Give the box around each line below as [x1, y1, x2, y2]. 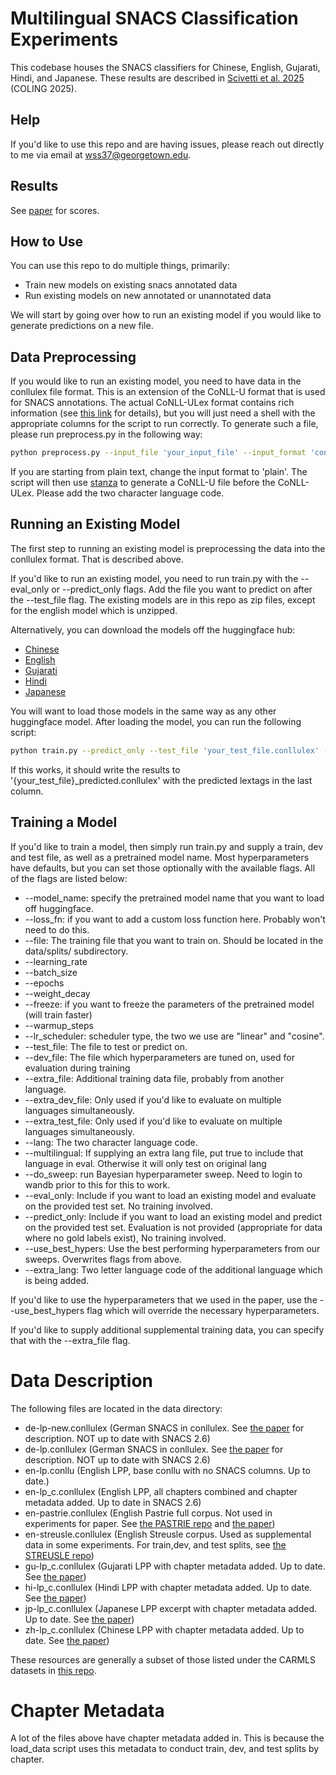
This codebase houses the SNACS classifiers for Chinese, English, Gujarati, [10, 61, 321, 73]
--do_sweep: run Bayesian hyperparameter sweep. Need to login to [24, 1168, 303, 1180]
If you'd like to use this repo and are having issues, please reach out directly [10, 138, 325, 150]
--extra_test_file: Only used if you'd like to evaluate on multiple [24, 1115, 283, 1127]
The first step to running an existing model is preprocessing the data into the [10, 542, 326, 554]
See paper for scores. [10, 204, 100, 216]
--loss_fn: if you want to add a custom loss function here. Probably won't [24, 913, 326, 925]
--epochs [24, 977, 65, 989]
